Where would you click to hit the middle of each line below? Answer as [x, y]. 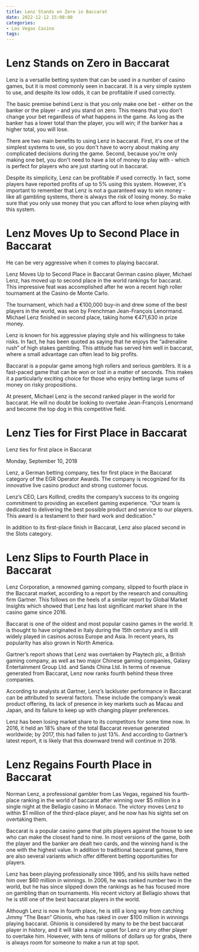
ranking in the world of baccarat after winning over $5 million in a [100, 800]
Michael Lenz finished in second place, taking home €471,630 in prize [92, 317]
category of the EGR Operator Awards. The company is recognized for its [96, 479]
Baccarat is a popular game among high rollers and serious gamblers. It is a [99, 366]
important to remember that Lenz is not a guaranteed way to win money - [96, 191]
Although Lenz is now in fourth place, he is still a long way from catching [95, 911]
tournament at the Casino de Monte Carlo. [58, 293]
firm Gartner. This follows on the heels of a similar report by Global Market [97, 599]
